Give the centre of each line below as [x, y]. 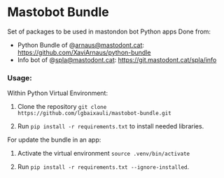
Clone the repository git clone [62, 107]
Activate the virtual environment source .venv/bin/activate [104, 154]
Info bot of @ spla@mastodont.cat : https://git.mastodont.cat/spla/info [117, 59]
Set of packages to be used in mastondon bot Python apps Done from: [109, 31]
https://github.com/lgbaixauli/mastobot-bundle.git [94, 113]
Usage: [20, 77]
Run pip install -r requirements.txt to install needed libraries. [111, 126]
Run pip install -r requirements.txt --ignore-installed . [103, 167]
